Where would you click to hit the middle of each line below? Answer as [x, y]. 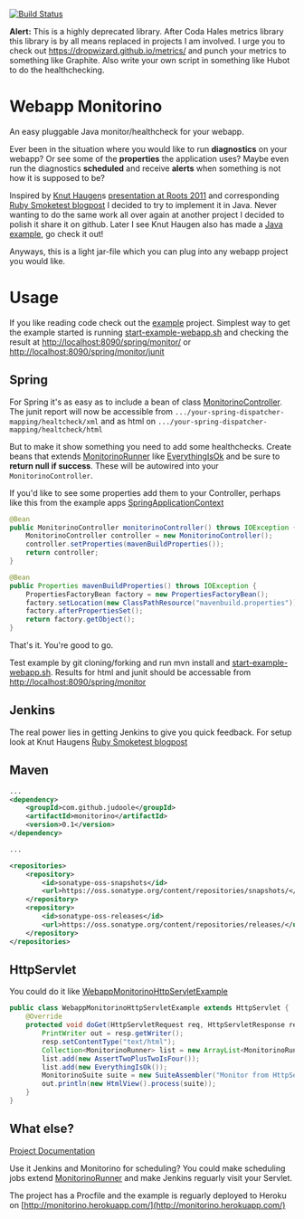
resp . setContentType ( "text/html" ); [109, 1042]
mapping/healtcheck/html [56, 430]
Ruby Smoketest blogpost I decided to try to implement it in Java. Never [143, 205]
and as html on [128, 421]
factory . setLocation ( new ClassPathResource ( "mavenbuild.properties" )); [163, 603]
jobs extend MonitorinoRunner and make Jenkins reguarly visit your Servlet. [151, 1177]
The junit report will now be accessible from [91, 411]
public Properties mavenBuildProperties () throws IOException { [133, 586]
